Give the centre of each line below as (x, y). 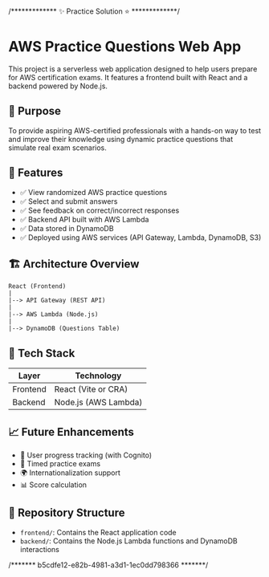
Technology (98, 376)
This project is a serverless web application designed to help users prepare (133, 69)
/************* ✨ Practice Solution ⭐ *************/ (94, 11)
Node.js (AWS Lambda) (98, 402)
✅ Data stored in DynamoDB (67, 228)
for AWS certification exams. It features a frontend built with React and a (128, 77)
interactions (40, 549)
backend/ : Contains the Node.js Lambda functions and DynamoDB (129, 541)
